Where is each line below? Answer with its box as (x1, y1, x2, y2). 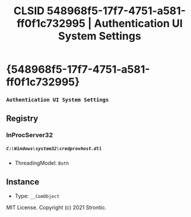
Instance (6, 177, 40, 187)
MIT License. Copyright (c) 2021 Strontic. (6, 204, 107, 211)
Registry (6, 113, 39, 123)
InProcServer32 (6, 131, 53, 139)
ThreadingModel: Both (14, 159, 69, 167)
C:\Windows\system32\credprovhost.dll (6, 146, 102, 152)
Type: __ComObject (14, 193, 60, 200)
